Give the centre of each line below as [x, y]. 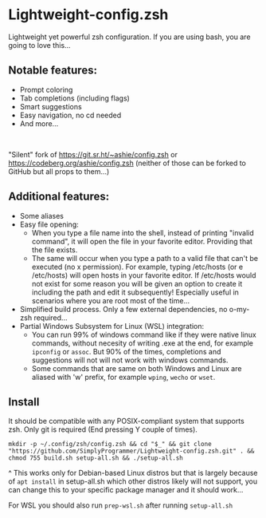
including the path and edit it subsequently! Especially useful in [135, 292]
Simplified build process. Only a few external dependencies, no [123, 309]
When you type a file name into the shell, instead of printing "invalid [143, 232]
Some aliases [41, 216]
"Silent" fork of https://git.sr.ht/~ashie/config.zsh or [93, 154]
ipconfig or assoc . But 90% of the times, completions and [126, 351]
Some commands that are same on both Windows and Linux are [137, 368]
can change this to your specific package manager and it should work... [126, 490]
